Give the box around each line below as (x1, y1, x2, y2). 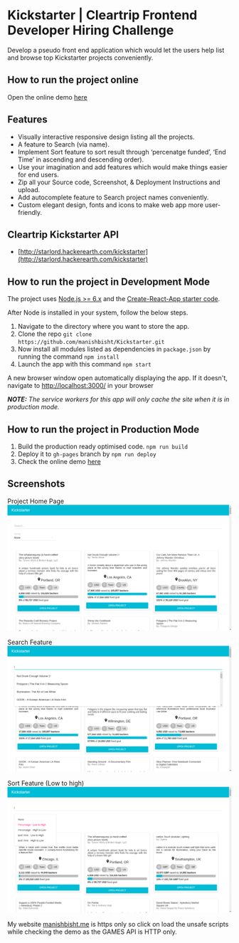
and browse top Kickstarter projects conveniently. (7, 53, 154, 62)
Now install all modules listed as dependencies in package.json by (17, 345, 211, 354)
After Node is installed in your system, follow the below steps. (7, 308, 188, 317)
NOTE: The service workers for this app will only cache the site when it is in (7, 395, 230, 404)
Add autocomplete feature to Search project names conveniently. (17, 193, 209, 201)
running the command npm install (17, 352, 119, 361)
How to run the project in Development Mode (7, 275, 210, 288)
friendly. (17, 208, 43, 216)
